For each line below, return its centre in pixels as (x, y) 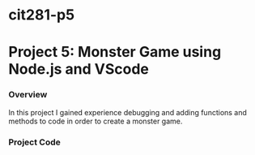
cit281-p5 (42, 15)
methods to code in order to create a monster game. (96, 121)
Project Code (34, 142)
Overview (28, 95)
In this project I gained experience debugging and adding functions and (127, 112)
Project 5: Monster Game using (115, 52)
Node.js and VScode (79, 69)
